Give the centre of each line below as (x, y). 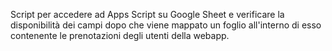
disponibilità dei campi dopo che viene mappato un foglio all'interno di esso (166, 25)
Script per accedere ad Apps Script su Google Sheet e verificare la (147, 14)
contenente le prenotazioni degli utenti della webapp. (120, 35)
